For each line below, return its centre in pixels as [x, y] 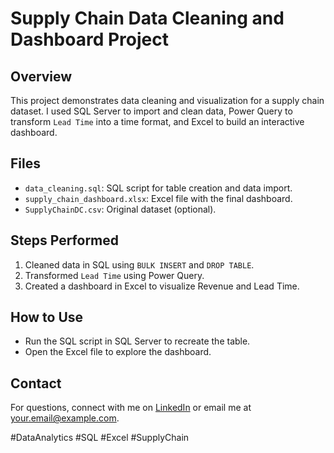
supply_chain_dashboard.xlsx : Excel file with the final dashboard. [158, 198]
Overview [41, 76]
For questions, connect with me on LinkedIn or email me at [131, 408]
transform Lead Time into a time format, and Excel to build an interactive [157, 121]
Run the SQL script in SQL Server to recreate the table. [137, 341]
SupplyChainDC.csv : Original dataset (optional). [120, 209]
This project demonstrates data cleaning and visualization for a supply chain [167, 100]
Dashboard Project [89, 39]
